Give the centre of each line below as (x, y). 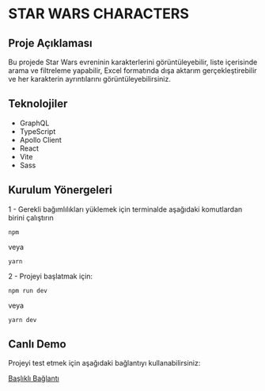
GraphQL (34, 123)
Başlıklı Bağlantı (34, 378)
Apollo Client (40, 140)
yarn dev (23, 320)
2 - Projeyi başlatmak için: (51, 276)
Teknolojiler (38, 104)
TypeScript (38, 131)
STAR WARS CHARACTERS (99, 14)
